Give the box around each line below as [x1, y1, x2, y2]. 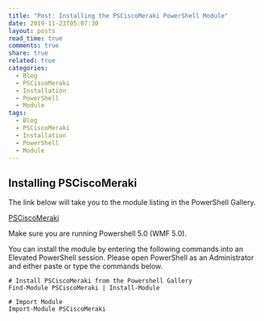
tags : [8, 109, 27, 117]
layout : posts [8, 27, 56, 35]
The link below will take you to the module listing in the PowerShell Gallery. [8, 198, 256, 208]
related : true [8, 57, 56, 65]
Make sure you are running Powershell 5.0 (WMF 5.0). [8, 228, 188, 238]
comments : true [8, 42, 60, 50]
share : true [8, 49, 48, 57]
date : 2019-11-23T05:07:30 [8, 19, 99, 27]
